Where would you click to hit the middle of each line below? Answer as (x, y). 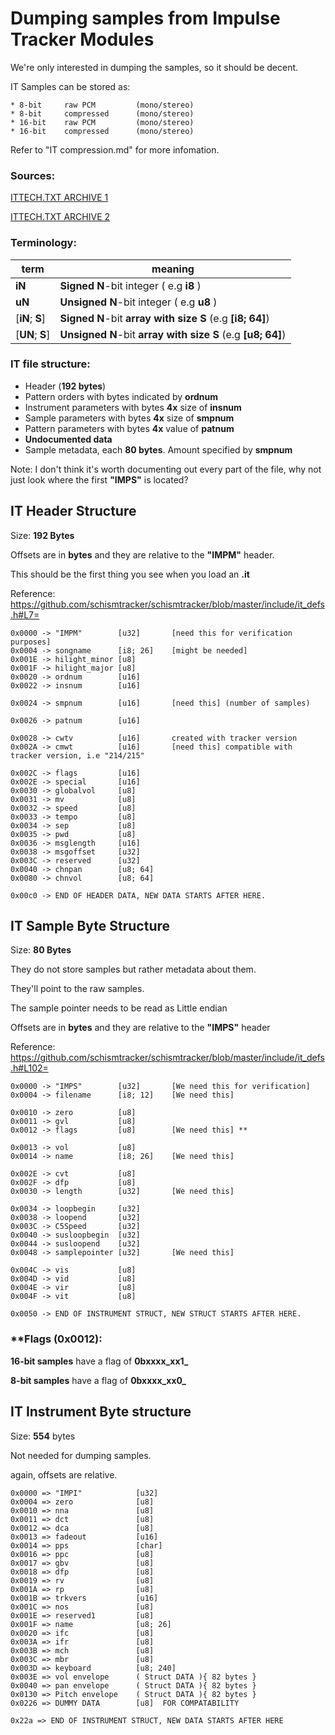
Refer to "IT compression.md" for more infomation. (115, 149)
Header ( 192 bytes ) (65, 386)
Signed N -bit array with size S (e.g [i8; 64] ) (164, 318)
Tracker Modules (82, 39)
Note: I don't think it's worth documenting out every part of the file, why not (166, 469)
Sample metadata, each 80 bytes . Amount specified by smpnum (158, 449)
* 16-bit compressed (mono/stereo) (102, 131)
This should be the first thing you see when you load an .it (130, 574)
